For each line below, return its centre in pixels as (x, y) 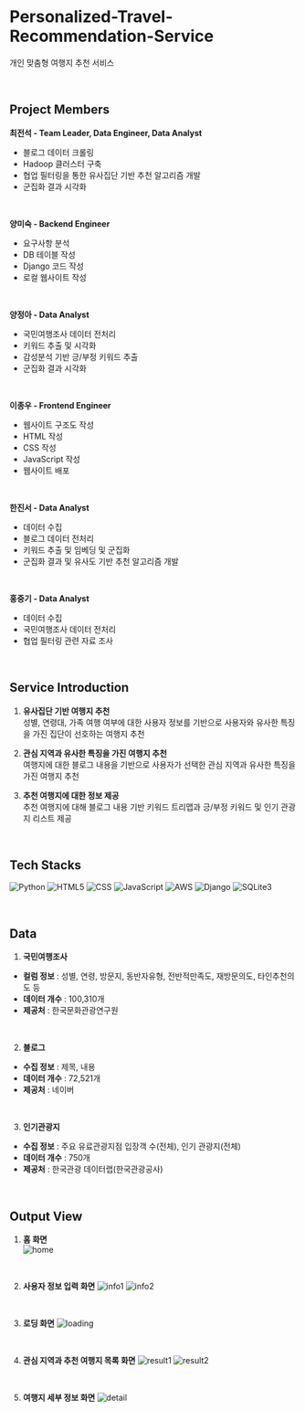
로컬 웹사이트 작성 (54, 277)
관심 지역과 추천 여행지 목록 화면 (79, 1360)
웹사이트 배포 (46, 470)
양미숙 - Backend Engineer (60, 223)
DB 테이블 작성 (49, 254)
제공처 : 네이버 (48, 1090)
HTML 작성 (43, 436)
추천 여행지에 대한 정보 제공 (71, 795)
